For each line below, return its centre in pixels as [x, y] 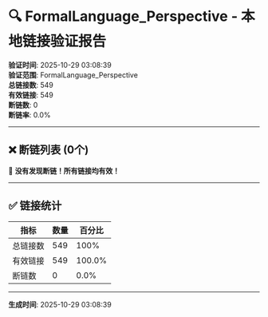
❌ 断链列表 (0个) [49, 150]
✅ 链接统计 [35, 206]
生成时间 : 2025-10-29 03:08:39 [60, 304]
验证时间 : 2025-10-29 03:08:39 [60, 65]
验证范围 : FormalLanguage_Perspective [73, 75]
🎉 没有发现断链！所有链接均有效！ [64, 170]
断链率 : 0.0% [30, 115]
